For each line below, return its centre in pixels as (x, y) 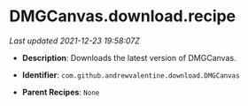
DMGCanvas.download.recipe (123, 16)
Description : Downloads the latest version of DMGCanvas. (129, 57)
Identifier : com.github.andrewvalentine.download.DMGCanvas (131, 75)
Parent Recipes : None (61, 92)
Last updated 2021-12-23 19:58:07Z (74, 41)
